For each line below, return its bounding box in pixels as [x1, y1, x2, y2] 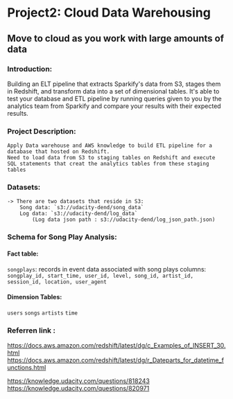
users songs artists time [7, 310, 78, 317]
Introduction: [7, 64, 53, 73]
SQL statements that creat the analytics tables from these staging [7, 161, 209, 168]
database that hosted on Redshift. [7, 148, 110, 155]
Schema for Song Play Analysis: [7, 232, 117, 242]
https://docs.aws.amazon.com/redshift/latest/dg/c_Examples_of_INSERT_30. [7, 342, 226, 350]
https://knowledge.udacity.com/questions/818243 [7, 377, 150, 385]
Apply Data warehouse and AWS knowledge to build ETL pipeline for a [7, 142, 213, 150]
